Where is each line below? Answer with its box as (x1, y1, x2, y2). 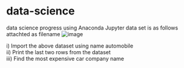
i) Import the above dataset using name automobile (6, 42, 134, 49)
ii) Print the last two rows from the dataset (6, 48, 111, 55)
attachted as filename (6, 30, 61, 37)
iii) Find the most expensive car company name (6, 55, 125, 62)
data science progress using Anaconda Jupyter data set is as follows (6, 24, 179, 31)
